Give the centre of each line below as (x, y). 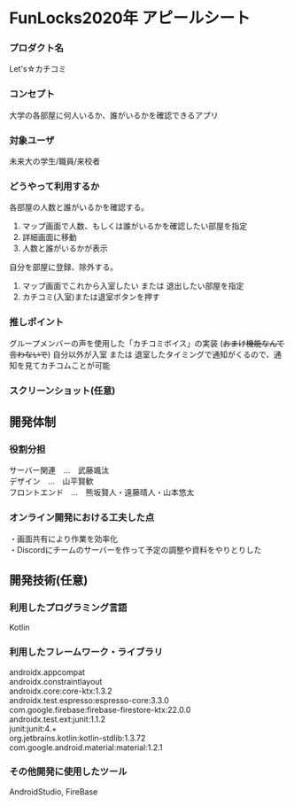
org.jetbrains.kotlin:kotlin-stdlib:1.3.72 (77, 738)
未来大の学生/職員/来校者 (55, 161)
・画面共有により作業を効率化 (63, 539)
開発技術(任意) (49, 580)
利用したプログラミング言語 (68, 608)
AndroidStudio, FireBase (54, 791)
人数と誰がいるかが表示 (65, 248)
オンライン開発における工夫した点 (82, 517)
